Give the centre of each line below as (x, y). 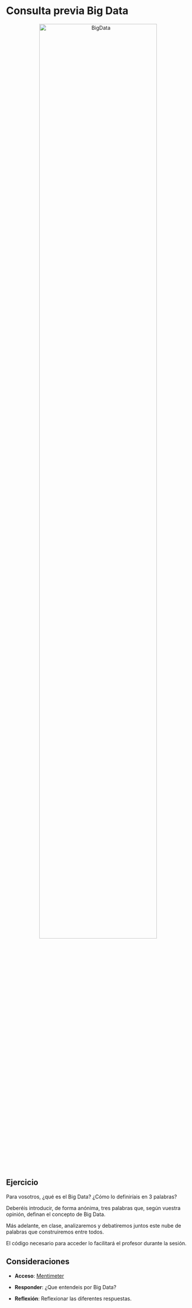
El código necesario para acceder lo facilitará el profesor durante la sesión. (96, 1243)
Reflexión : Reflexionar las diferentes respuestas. (73, 1298)
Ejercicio (22, 1183)
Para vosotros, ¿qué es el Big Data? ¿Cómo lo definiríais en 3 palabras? (92, 1197)
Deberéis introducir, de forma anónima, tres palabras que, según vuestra (93, 1208)
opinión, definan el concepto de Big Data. (56, 1214)
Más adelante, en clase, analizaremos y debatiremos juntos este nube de (94, 1225)
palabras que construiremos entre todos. (55, 1232)
